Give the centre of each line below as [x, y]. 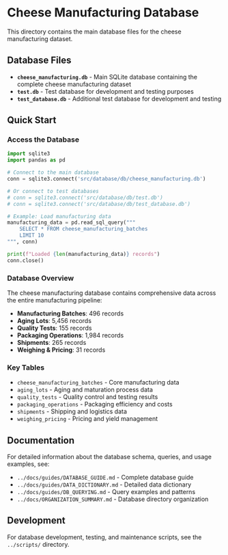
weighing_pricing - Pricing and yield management [87, 419]
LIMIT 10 [32, 235]
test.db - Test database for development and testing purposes [105, 91]
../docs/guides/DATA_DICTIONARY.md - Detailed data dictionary [104, 485]
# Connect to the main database [53, 172]
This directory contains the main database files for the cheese [95, 31]
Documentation [41, 440]
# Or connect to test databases [53, 191]
